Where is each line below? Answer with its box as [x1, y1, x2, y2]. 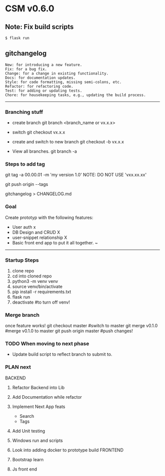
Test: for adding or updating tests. [5, 88, 82, 93]
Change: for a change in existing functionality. [5, 71, 109, 76]
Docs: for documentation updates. [5, 75, 76, 80]
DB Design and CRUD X [12, 229, 60, 235]
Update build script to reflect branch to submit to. [12, 351, 112, 357]
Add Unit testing [12, 428, 45, 434]
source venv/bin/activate [12, 283, 63, 289]
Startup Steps [5, 257, 39, 264]
